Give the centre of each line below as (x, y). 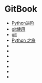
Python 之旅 (23, 40)
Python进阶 (23, 23)
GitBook (21, 9)
